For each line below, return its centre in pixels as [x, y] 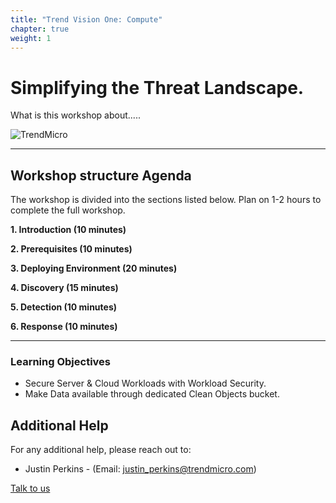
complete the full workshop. [68, 210]
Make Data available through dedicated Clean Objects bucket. [152, 394]
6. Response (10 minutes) [64, 327]
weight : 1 [31, 38]
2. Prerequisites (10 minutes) [71, 249]
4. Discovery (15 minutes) [64, 288]
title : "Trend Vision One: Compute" [86, 19]
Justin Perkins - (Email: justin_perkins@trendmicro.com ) [140, 469]
